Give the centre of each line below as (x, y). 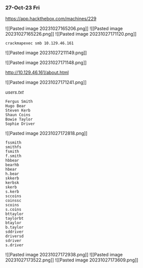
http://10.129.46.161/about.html (37, 72)
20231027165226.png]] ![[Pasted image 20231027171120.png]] (71, 34)
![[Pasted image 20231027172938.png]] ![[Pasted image (64, 255)
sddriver (15, 232)
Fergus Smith (19, 102)
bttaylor (15, 214)
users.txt (15, 92)
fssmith (13, 143)
